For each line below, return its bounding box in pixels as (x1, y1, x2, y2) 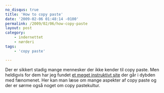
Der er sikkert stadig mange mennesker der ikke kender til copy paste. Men (5, 66, 160, 72)
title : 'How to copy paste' (5, 12, 64, 17)
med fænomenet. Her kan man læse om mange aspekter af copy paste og (5, 77, 157, 83)
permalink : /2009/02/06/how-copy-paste (5, 21, 88, 26)
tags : (5, 44, 16, 49)
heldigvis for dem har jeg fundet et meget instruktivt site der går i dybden (5, 72, 156, 78)
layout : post (5, 26, 32, 31)
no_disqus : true (5, 7, 39, 12)
